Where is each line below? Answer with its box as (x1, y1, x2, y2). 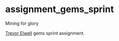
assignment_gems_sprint (5, 4, 114, 15)
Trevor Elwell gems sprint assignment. (5, 30, 85, 36)
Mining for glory (5, 20, 39, 26)
